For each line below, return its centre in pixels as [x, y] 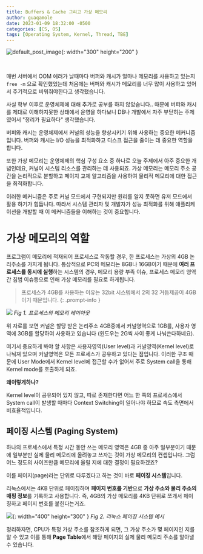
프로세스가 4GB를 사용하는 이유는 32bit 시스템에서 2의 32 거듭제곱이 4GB [109, 292]
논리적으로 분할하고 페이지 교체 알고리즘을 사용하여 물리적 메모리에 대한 [101, 176]
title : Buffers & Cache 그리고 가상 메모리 [57, 12]
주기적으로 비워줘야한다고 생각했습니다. [59, 91]
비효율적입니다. [24, 410]
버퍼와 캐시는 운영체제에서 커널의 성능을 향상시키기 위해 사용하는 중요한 [90, 133]
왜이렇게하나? [23, 382]
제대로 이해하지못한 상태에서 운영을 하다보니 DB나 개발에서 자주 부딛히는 [98, 112]
